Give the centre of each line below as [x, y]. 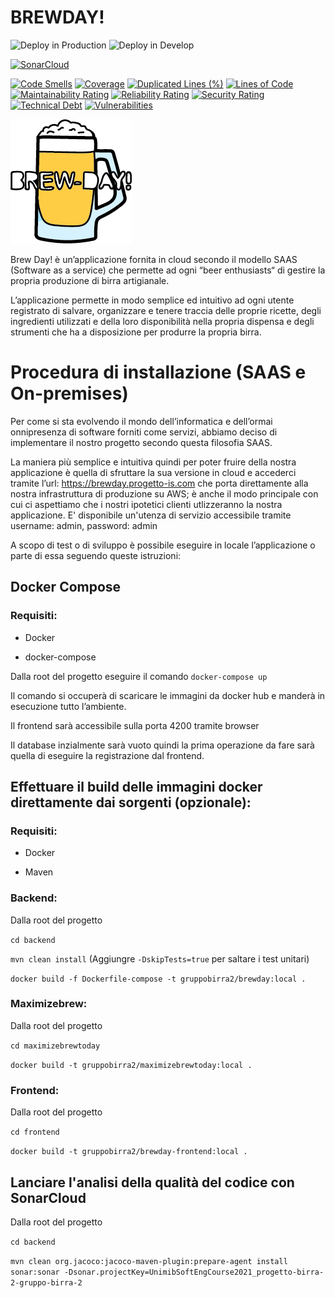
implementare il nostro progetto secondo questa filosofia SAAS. [141, 442]
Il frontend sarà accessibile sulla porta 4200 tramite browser [135, 725]
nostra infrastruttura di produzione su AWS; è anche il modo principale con [164, 493]
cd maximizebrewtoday [55, 1046]
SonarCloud [48, 1197]
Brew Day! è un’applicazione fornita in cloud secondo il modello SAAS [154, 259]
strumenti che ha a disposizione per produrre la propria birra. [136, 332]
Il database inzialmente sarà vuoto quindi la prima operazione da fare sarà [162, 745]
